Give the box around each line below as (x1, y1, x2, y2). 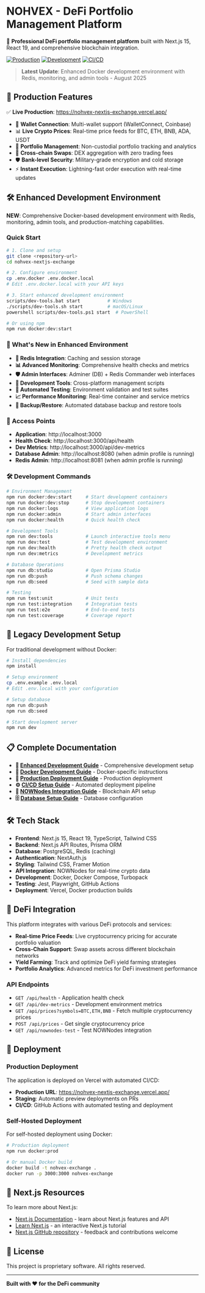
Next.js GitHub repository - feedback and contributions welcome (15, 1228, 178, 1236)
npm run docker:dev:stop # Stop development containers (6, 500, 165, 506)
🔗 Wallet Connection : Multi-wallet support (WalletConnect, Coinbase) (15, 120, 192, 128)
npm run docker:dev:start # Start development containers (6, 494, 168, 500)
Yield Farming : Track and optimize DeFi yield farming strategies (15, 958, 176, 966)
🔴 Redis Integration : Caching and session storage (15, 354, 141, 361)
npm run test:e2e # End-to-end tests (6, 607, 135, 613)
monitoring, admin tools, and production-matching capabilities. (6, 218, 165, 226)
